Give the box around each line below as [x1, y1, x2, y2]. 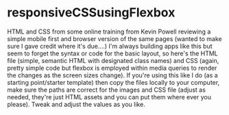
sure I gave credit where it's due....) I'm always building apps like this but [7, 42, 213, 50]
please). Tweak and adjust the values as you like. [7, 100, 145, 108]
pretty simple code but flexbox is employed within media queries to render [7, 64, 217, 72]
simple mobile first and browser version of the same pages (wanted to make [7, 34, 222, 42]
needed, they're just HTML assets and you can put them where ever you [7, 92, 211, 101]
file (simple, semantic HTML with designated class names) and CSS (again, [7, 56, 219, 64]
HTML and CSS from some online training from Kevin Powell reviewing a [7, 27, 211, 36]
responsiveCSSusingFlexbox [7, 5, 176, 21]
